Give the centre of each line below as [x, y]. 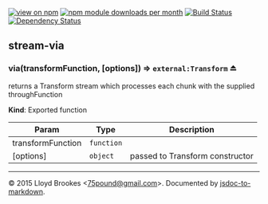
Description [191, 129]
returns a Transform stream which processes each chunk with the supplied [132, 86]
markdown [26, 191]
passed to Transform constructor [192, 155]
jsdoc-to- [235, 182]
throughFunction [35, 94]
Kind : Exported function [48, 110]
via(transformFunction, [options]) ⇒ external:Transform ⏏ [123, 69]
